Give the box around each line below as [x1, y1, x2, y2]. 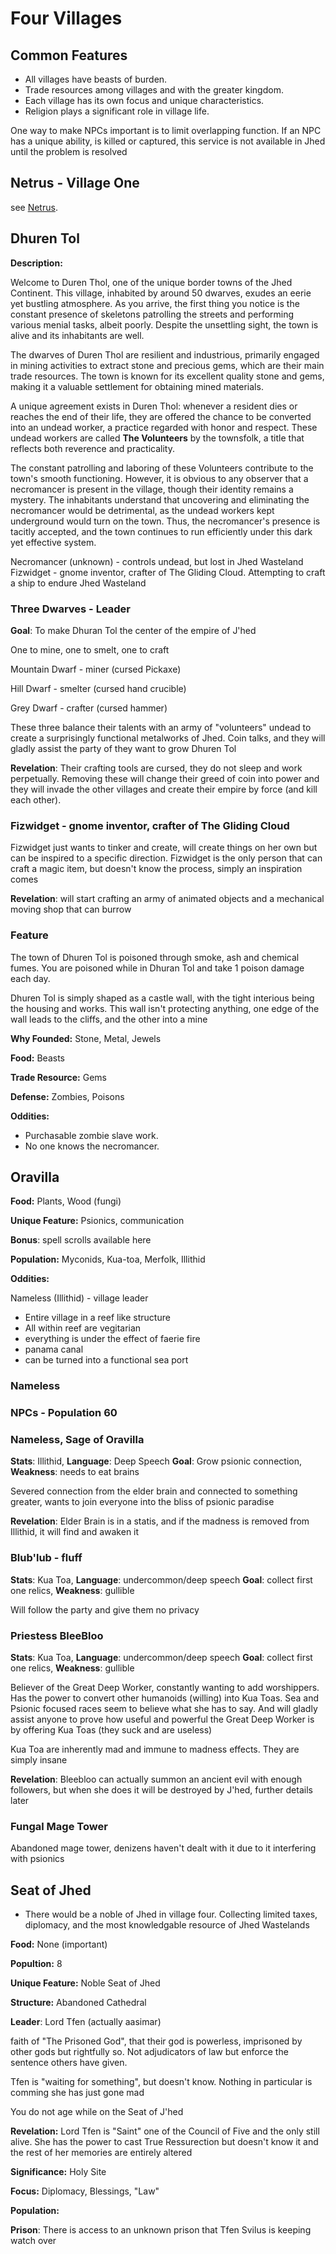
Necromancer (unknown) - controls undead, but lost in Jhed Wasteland [10, 555, 304, 567]
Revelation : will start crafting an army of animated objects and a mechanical [10, 893, 325, 905]
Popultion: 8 [10, 1958, 63, 1970]
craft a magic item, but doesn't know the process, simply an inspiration [10, 863, 303, 875]
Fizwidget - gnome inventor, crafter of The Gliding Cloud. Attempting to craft [10, 566, 326, 578]
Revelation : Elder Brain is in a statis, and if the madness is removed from [10, 1515, 310, 1527]
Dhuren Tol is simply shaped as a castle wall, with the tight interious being [10, 992, 315, 1004]
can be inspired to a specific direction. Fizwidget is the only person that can [10, 852, 323, 864]
